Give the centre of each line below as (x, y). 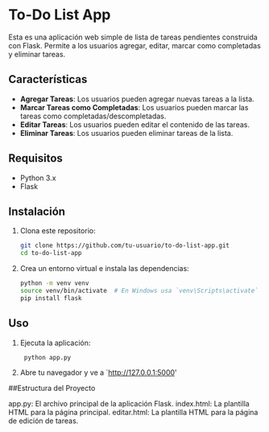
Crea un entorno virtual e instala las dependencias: (104, 269)
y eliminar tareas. (37, 54)
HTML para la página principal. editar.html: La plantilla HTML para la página (133, 413)
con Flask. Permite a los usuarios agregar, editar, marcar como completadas (135, 45)
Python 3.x (38, 178)
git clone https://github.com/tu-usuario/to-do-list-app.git (125, 246)
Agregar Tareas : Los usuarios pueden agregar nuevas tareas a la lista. (137, 99)
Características (48, 79)
